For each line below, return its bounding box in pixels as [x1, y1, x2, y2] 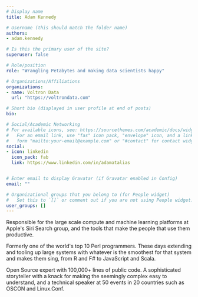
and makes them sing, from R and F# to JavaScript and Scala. [6, 255, 156, 262]
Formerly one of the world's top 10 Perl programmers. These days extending [6, 242, 192, 250]
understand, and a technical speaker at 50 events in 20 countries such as [6, 279, 184, 286]
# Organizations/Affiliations [6, 78, 81, 84]
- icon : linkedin [6, 149, 49, 155]
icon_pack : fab [11, 154, 49, 161]
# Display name [6, 8, 44, 15]
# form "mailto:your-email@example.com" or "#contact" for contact [6, 138, 181, 144]
